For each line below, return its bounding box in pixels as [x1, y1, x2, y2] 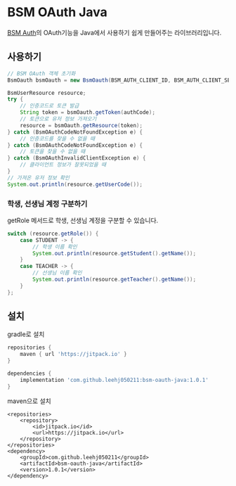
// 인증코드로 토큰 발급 [20, 103, 79, 110]
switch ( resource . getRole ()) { [7, 230, 99, 237]
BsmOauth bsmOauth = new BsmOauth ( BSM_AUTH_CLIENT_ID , [7, 77, 171, 84]
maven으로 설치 [7, 397, 51, 405]
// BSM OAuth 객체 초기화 [7, 70, 76, 77]
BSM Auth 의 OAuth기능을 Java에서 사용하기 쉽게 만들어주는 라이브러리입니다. [7, 28, 222, 37]
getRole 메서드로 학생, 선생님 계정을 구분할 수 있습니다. [7, 216, 159, 224]
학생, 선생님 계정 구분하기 [7, 198, 88, 208]
